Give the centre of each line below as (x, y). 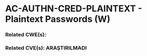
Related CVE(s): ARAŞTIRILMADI (46, 48)
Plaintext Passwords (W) (58, 19)
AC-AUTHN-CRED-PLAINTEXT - (74, 9)
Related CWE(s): (26, 35)
